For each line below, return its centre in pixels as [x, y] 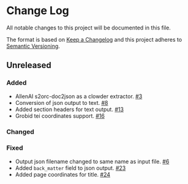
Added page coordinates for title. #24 [63, 174]
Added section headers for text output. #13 [70, 109]
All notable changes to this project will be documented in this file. [89, 28]
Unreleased [29, 65]
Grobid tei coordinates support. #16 [60, 116]
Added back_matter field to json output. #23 [70, 168]
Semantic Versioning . [33, 46]
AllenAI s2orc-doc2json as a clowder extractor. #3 [79, 96]
